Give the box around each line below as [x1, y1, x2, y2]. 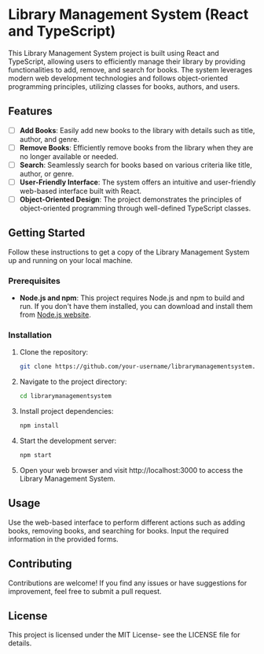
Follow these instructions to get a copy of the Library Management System [8, 247, 250, 257]
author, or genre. [19, 169, 75, 178]
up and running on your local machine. [8, 255, 134, 265]
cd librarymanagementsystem [19, 392, 112, 400]
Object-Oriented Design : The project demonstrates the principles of [19, 195, 242, 204]
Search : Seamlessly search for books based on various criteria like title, [19, 160, 253, 169]
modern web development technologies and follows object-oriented [8, 73, 229, 83]
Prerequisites [8, 275, 60, 286]
